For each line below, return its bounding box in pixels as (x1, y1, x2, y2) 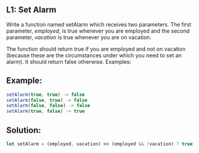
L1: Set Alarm (6, 5, 57, 15)
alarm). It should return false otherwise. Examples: (6, 58, 131, 65)
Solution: (6, 125, 41, 135)
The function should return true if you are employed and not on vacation (6, 45, 186, 52)
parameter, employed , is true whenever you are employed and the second (6, 27, 190, 34)
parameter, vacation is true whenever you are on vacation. (6, 33, 152, 41)
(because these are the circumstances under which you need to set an (6, 51, 182, 59)
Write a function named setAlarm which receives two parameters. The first (6, 20, 192, 28)
